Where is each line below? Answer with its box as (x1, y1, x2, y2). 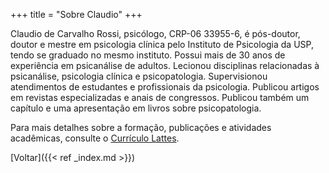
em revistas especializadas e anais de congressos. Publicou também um (10, 92, 310, 103)
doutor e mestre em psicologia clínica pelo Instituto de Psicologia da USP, (10, 39, 314, 50)
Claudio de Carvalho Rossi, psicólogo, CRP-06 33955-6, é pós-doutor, (10, 28, 301, 39)
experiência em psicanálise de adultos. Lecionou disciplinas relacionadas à (10, 60, 320, 71)
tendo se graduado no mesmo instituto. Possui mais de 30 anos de (10, 49, 286, 61)
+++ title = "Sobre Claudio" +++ (10, 9, 143, 20)
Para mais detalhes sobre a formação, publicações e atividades (10, 122, 272, 133)
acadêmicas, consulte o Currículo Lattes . (10, 132, 180, 144)
